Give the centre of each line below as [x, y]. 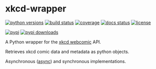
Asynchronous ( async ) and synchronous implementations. [66, 61]
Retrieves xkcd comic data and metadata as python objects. [67, 51]
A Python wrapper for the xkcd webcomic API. [53, 42]
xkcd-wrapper [36, 9]
